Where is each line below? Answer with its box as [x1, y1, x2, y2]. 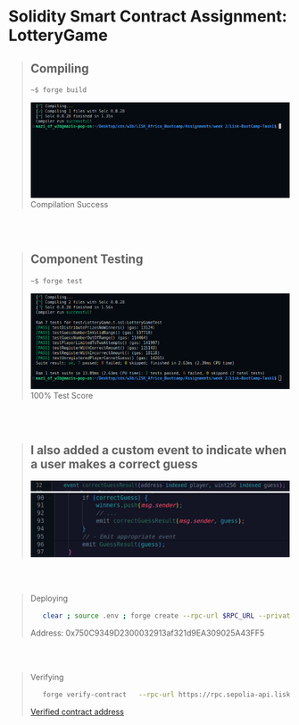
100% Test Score [29, 390, 94, 400]
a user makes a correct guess [29, 456, 198, 471]
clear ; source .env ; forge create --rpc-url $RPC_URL [42, 611, 255, 620]
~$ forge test [29, 276, 83, 285]
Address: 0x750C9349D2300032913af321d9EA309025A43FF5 [29, 628, 265, 638]
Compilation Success [29, 198, 109, 209]
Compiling [29, 61, 90, 76]
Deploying [29, 593, 69, 604]
